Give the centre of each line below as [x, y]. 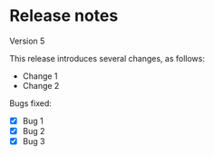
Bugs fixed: [31, 103]
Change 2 [41, 85]
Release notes [64, 16]
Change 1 [40, 76]
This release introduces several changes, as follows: [107, 58]
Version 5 [27, 41]
